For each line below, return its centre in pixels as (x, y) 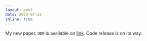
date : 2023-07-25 (24, 14)
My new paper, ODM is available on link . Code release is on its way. (74, 33)
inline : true (19, 19)
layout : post (19, 10)
